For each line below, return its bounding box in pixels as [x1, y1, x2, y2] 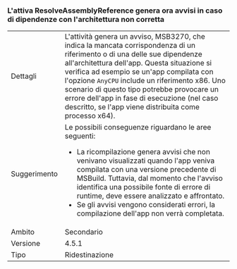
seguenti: [64, 131, 96, 141]
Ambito [11, 227, 35, 237]
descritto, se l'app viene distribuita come [64, 102, 200, 112]
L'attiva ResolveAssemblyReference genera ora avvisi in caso [7, 6, 223, 15]
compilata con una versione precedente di [76, 165, 217, 175]
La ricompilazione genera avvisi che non [76, 147, 210, 157]
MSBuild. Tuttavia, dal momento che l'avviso [76, 173, 224, 183]
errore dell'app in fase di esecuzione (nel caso [64, 94, 219, 104]
